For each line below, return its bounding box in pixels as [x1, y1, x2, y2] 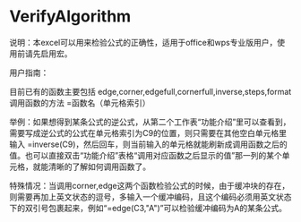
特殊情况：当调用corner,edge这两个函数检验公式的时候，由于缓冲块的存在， [9, 180, 290, 191]
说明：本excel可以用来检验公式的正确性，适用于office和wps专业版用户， [9, 37, 278, 47]
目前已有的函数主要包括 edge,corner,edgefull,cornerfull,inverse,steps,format [9, 86, 292, 97]
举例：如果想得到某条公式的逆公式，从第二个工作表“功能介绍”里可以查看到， [9, 116, 291, 127]
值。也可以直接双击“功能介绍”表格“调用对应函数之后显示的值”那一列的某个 [9, 149, 282, 160]
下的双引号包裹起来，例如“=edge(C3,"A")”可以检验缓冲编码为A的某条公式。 [9, 202, 287, 213]
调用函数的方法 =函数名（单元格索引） [9, 97, 150, 108]
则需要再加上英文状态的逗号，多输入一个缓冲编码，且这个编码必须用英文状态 [9, 191, 292, 202]
